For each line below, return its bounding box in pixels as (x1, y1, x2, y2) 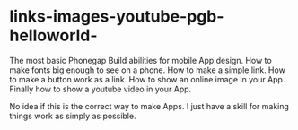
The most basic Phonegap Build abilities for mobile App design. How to (9, 55, 272, 65)
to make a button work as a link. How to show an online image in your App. (9, 74, 285, 84)
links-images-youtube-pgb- (9, 6, 224, 27)
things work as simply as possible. (9, 110, 136, 121)
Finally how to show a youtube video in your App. (9, 83, 192, 94)
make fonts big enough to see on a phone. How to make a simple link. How (9, 65, 285, 75)
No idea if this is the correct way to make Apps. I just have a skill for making (9, 100, 290, 111)
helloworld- (9, 25, 98, 46)
